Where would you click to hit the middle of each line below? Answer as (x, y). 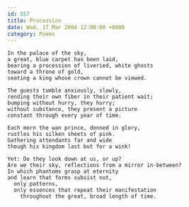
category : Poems (31, 34)
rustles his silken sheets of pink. (61, 134)
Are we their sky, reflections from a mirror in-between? (94, 165)
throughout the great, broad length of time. (88, 196)
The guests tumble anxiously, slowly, (64, 91)
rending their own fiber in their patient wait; (80, 97)
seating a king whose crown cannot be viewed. (77, 78)
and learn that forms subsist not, (60, 178)
